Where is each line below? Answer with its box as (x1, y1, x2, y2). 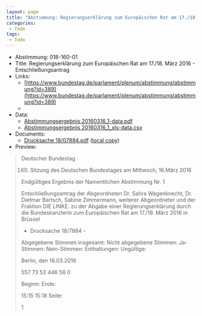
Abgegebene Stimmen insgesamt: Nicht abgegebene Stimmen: (21, 239, 178, 246)
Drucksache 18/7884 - (30, 227, 86, 234)
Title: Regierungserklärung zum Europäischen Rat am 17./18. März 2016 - (14, 60, 195, 67)
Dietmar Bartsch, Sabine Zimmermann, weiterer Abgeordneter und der (21, 197, 196, 203)
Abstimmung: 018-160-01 (14, 54, 78, 60)
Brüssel (21, 215, 40, 223)
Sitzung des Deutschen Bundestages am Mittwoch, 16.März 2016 (30, 166, 192, 174)
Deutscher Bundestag (21, 155, 75, 162)
